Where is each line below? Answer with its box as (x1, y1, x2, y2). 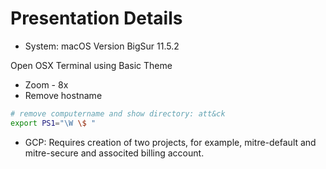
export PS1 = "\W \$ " (10, 118, 97, 128)
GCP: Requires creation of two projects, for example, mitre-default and (24, 136, 317, 148)
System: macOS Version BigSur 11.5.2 (24, 40, 180, 52)
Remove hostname (24, 89, 103, 101)
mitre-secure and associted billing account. (24, 147, 205, 159)
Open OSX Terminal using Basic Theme (10, 59, 173, 71)
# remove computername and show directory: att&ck (10, 108, 226, 119)
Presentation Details (10, 7, 183, 30)
